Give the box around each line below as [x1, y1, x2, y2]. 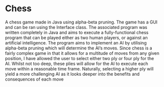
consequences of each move [5, 76, 64, 82]
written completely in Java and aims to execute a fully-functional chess [5, 29, 149, 35]
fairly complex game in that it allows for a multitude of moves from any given [5, 50, 160, 56]
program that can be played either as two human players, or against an [5, 35, 148, 41]
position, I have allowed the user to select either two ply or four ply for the [5, 55, 154, 61]
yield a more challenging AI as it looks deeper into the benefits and [5, 71, 140, 77]
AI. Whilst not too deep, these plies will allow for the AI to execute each [5, 61, 148, 66]
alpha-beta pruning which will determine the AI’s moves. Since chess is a [5, 45, 153, 51]
